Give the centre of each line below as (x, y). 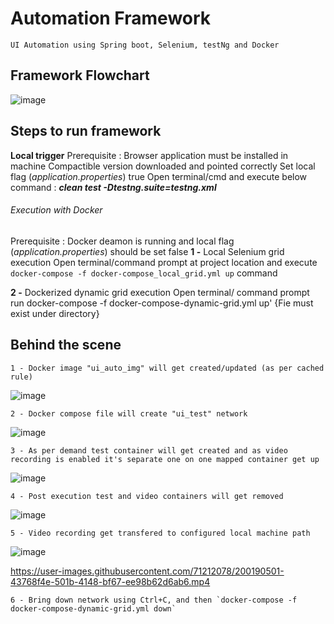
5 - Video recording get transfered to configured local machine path (160, 533)
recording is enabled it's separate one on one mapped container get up (165, 459)
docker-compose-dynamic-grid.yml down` (93, 608)
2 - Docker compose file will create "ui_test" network (129, 413)
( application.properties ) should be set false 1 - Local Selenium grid (147, 251)
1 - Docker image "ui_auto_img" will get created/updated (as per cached (167, 368)
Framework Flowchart (80, 75)
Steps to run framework (86, 131)
